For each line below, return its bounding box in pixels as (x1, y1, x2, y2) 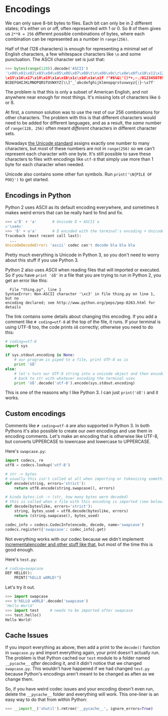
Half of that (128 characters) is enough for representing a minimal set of (5, 46, 153, 52)
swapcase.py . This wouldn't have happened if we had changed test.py (5, 665, 150, 671)
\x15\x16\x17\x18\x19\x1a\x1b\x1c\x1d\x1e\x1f (5, 75, 104, 81)
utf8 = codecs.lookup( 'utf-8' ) (5, 463, 70, 468)
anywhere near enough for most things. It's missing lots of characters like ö (5, 94, 161, 101)
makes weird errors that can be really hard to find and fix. (5, 210, 123, 216)
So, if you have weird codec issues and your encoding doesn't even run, (5, 686, 154, 692)
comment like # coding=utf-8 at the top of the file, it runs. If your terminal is (5, 319, 161, 325)
